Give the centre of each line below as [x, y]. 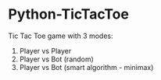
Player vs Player [45, 50]
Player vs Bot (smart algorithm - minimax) [86, 67]
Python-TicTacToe [68, 14]
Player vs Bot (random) [56, 59]
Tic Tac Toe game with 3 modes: [61, 36]
